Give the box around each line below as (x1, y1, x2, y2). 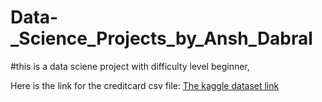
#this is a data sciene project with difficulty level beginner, (10, 60, 250, 72)
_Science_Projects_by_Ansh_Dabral (10, 27, 313, 50)
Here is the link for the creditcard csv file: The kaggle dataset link (10, 79, 280, 91)
